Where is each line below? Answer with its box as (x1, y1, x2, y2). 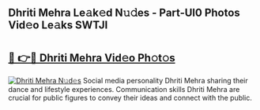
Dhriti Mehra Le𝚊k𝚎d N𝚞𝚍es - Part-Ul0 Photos (8, 6, 241, 20)
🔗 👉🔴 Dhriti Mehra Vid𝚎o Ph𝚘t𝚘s (8, 51, 175, 64)
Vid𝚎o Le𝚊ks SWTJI (8, 19, 108, 32)
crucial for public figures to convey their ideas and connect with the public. (8, 93, 253, 102)
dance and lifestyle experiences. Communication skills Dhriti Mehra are (8, 85, 240, 93)
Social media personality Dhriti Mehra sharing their (82, 76, 248, 85)
